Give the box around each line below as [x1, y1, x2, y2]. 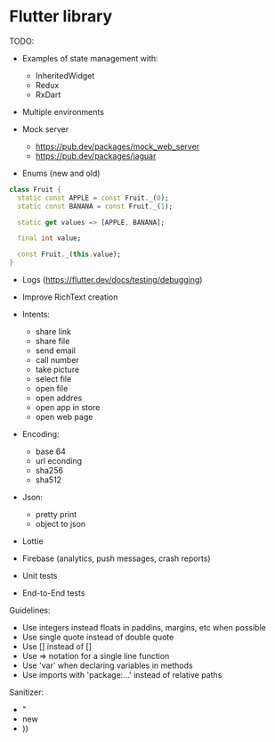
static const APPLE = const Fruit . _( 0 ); [17, 194, 169, 202]
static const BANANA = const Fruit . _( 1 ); [17, 202, 174, 210]
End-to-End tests [21, 588, 85, 598]
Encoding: [21, 429, 60, 440]
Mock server [21, 123, 69, 135]
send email [35, 345, 76, 356]
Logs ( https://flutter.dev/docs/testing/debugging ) [21, 275, 203, 285]
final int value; [17, 234, 82, 243]
